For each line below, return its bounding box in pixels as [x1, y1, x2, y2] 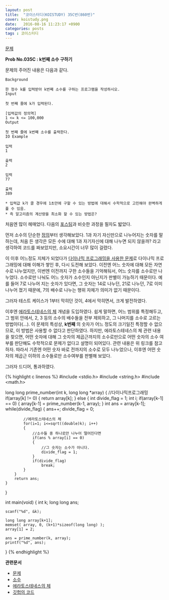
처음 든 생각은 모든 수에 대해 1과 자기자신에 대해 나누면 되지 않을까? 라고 [20, 238, 161, 244]
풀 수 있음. [5, 206, 26, 211]
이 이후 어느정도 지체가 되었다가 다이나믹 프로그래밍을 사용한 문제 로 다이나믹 [5, 255, 155, 261]
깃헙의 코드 [12, 589, 35, 595]
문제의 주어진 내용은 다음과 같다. [5, 67, 69, 73]
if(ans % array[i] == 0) [32, 435, 85, 441]
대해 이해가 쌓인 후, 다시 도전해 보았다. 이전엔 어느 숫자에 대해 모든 [22, 262, 153, 267]
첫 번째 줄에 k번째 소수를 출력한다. [5, 130, 70, 135]
